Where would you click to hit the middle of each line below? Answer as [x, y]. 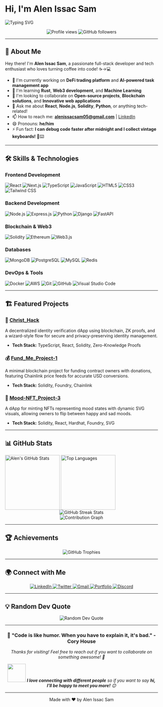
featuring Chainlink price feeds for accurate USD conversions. [67, 376]
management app [30, 85]
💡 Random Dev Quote [38, 606]
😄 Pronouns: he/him [33, 124]
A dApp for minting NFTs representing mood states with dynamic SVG [75, 408]
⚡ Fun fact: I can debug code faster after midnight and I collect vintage [84, 129]
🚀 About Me [23, 52]
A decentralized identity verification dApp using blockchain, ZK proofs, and [80, 331]
